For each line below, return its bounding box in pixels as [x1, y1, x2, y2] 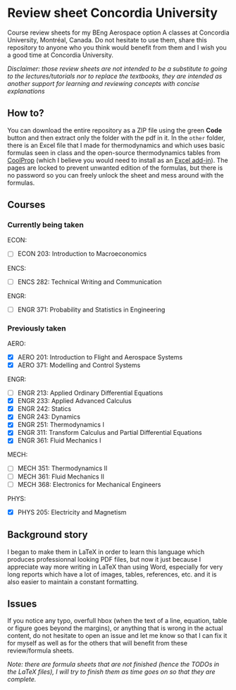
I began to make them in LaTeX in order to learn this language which [7, 548, 205, 556]
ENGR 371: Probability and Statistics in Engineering [17, 305, 166, 314]
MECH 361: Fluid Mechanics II [17, 472, 104, 481]
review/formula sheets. [7, 646, 74, 655]
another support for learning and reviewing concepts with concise [7, 79, 200, 87]
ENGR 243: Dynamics [17, 412, 81, 421]
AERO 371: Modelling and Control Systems [17, 361, 141, 369]
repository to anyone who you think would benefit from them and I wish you [7, 43, 227, 51]
